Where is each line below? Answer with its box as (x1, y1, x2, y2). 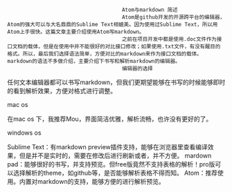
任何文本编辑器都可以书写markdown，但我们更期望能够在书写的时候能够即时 (7, 78, 226, 86)
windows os (7, 128, 42, 137)
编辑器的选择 (121, 65, 154, 72)
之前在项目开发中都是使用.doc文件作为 (121, 36, 217, 43)
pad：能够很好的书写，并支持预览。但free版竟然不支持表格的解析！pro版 (7, 160, 215, 168)
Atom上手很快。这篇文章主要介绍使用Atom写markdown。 (7, 28, 145, 35)
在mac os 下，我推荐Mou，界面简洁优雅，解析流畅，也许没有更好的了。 (7, 115, 213, 123)
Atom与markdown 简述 (121, 6, 178, 13)
